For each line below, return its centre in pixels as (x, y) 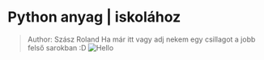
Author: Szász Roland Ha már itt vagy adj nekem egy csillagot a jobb (141, 39)
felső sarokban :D (57, 47)
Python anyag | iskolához (94, 17)
